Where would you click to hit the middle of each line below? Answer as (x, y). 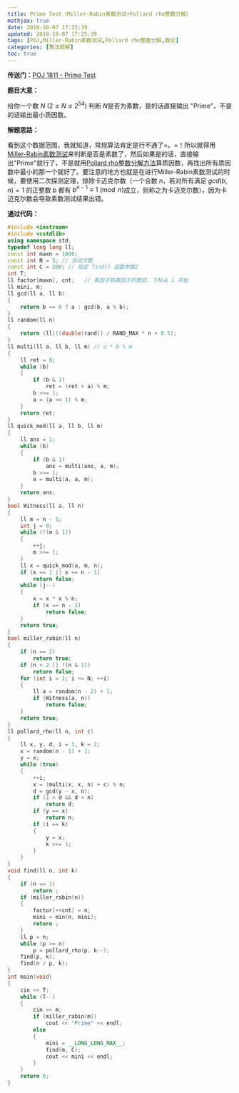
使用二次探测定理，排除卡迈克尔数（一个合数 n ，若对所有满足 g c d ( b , (127, 181)
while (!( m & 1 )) (46, 532)
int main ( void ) (30, 977)
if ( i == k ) (51, 824)
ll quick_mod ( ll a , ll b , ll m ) (55, 426)
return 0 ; (35, 1077)
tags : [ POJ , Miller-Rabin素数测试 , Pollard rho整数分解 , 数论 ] (93, 41)
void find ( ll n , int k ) (43, 871)
